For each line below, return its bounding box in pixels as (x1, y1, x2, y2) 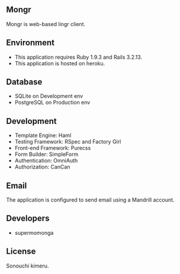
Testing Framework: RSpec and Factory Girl (14, 138, 121, 145)
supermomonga (14, 229, 54, 236)
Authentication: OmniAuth (14, 157, 78, 164)
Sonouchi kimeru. (6, 262, 49, 269)
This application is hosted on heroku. (14, 59, 105, 67)
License (6, 246, 36, 257)
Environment (6, 38, 55, 48)
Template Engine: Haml (14, 132, 72, 139)
